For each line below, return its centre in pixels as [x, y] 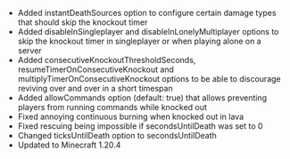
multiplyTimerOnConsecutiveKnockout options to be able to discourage [149, 79]
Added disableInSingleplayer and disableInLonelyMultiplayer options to [148, 32]
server [29, 51]
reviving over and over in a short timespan [95, 88]
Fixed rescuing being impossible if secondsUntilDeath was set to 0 [140, 126]
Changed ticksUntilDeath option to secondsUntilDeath [117, 135]
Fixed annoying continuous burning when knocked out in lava [131, 116]
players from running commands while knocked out [112, 107]
